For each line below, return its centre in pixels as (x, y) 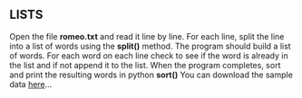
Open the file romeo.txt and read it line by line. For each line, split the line (147, 36)
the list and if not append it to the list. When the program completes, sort (145, 65)
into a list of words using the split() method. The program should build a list (151, 46)
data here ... (31, 84)
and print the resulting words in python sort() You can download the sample (151, 75)
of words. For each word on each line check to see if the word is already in (149, 55)
